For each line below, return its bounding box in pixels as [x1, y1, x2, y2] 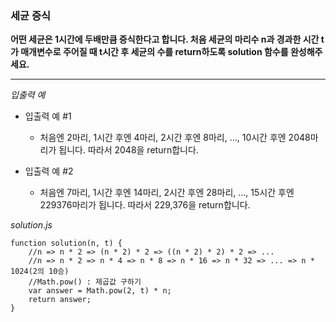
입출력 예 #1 [24, 110, 72, 122]
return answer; [28, 295, 92, 305]
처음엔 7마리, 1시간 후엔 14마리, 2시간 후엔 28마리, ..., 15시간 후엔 [39, 187, 295, 199]
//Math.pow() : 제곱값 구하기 [28, 277, 142, 287]
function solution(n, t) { [10, 238, 123, 249]
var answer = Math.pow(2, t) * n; [28, 286, 172, 296]
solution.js [10, 219, 53, 231]
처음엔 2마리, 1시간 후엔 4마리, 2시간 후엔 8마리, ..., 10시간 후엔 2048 [39, 132, 311, 144]
